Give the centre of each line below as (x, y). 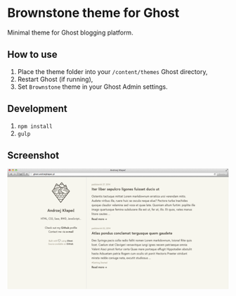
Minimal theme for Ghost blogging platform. (70, 32)
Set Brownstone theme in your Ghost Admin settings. (92, 87)
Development (38, 109)
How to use (32, 55)
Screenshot (33, 155)
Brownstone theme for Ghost (93, 13)
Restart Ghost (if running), (55, 79)
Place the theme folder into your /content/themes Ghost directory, (112, 71)
